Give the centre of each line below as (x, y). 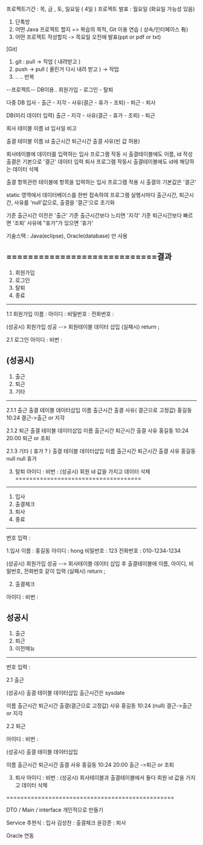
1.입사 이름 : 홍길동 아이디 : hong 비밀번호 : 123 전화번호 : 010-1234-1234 (94, 550)
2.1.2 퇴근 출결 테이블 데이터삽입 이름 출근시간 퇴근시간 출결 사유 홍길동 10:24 (98, 430)
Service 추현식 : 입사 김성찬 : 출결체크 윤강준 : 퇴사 (66, 823)
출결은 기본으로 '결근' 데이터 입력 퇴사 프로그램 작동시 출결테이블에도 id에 (92, 162)
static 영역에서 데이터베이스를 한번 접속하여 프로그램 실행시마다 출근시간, (92, 195)
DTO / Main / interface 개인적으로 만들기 (55, 810)
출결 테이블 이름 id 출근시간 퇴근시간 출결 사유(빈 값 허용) (73, 141)
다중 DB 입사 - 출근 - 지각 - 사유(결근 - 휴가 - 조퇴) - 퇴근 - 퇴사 (81, 102)
